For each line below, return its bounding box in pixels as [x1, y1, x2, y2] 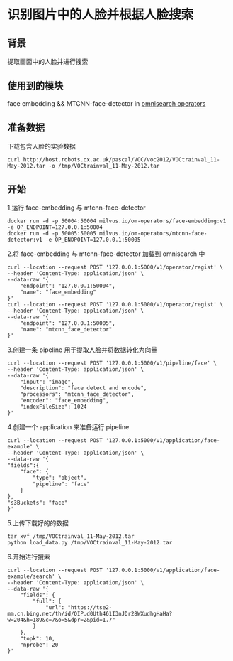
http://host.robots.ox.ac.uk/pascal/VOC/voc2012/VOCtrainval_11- [23, 156, 220, 163]
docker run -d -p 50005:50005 [7, 230, 97, 237]
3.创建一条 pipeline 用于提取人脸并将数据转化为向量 [7, 345, 158, 354]
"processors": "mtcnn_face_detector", [20, 391, 135, 398]
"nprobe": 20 [20, 641, 59, 649]
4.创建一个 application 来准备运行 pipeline [7, 423, 130, 431]
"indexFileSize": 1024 [20, 403, 87, 411]
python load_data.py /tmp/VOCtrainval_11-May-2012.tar [7, 539, 173, 547]
